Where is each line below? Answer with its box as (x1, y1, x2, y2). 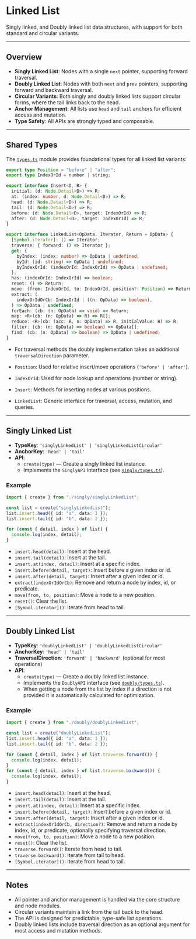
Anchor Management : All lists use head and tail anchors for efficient (14, 105, 182, 112)
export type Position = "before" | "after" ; (6, 167, 116, 173)
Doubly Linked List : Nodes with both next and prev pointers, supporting (14, 80, 188, 87)
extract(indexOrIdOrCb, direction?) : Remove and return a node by (14, 820, 178, 827)
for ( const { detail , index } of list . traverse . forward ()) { (6, 752, 158, 757)
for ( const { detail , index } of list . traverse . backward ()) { (6, 768, 160, 774)
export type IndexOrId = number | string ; (6, 172, 111, 178)
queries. (14, 403, 35, 411)
